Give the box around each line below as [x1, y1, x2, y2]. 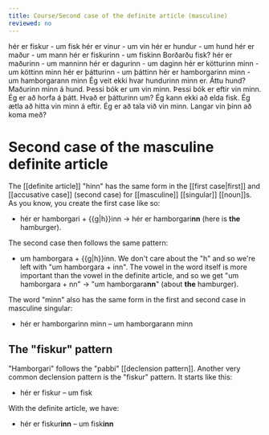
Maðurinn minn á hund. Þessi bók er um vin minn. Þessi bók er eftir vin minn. [8, 84, 262, 93]
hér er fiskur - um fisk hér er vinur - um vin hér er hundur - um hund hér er [8, 41, 255, 51]
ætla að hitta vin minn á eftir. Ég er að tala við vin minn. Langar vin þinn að [8, 101, 252, 111]
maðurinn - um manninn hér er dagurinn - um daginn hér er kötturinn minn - [8, 58, 259, 68]
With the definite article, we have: [8, 404, 120, 413]
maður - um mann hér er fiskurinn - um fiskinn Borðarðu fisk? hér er [8, 50, 233, 60]
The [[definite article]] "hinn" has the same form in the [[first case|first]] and [8, 182, 261, 191]
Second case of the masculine [8, 137, 214, 156]
